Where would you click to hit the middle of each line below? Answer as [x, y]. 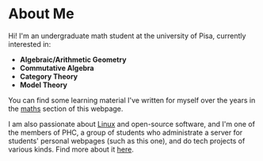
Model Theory [44, 85]
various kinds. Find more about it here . [71, 149]
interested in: [30, 44]
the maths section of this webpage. [66, 109]
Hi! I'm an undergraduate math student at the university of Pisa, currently [127, 36]
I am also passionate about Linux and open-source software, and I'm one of [132, 124]
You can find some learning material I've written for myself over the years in [132, 100]
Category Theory [49, 76]
